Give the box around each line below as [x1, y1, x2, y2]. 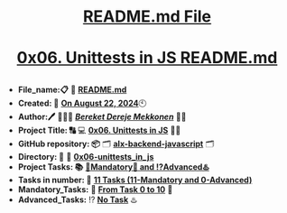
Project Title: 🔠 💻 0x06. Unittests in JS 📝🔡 [17, 125, 181, 135]
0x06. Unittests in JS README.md [16, 48, 278, 69]
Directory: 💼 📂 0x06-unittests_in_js [17, 151, 154, 162]
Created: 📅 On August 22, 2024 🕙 [17, 97, 147, 108]
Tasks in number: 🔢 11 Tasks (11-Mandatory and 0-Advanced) [17, 174, 253, 185]
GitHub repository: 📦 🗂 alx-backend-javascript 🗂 [17, 138, 215, 149]
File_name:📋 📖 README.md [17, 84, 127, 95]
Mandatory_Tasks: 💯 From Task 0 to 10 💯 [17, 183, 173, 195]
